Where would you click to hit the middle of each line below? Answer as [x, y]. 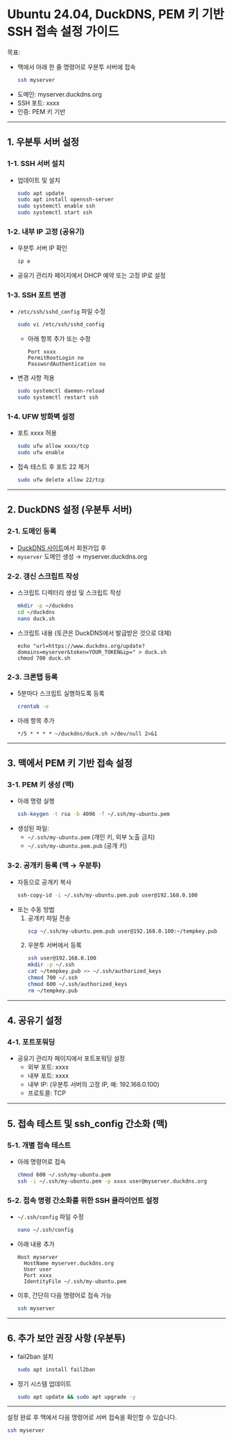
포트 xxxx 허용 [37, 433]
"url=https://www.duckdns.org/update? [89, 646]
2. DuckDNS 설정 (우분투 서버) [70, 510]
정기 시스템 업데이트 [44, 1383]
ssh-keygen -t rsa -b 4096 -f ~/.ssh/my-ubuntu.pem [93, 814]
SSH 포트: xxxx [38, 103]
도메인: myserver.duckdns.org [60, 94]
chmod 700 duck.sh [44, 658]
